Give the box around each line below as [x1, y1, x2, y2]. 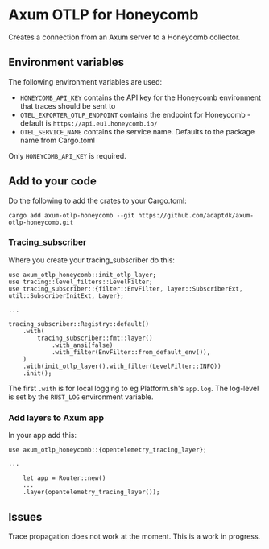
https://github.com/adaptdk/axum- [138, 211, 254, 219]
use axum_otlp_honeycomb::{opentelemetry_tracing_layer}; [8, 446, 207, 454]
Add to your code [8, 175, 97, 188]
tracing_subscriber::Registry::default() [8, 320, 150, 328]
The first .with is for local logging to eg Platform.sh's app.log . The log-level [8, 383, 259, 393]
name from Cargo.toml [19, 135, 95, 145]
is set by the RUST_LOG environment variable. [8, 392, 154, 402]
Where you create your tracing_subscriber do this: [8, 255, 176, 265]
